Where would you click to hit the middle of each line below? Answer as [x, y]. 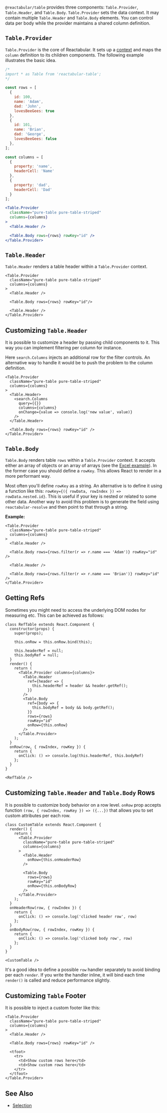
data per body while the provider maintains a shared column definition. [78, 23]
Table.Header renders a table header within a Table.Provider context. [77, 266]
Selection [22, 1106]
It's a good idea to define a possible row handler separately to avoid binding [83, 970]
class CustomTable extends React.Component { [53, 825]
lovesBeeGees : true [34, 111]
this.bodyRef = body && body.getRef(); [73, 707]
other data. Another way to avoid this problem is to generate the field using [82, 502]
